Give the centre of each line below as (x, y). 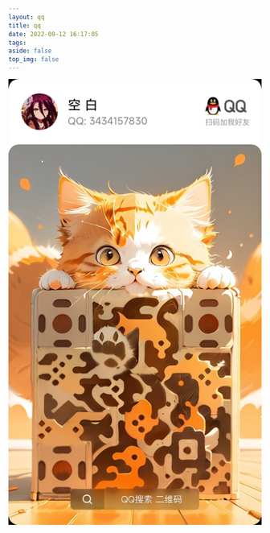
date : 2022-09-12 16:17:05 (53, 34)
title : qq (25, 25)
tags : (17, 43)
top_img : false (34, 60)
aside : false (30, 51)
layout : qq (27, 17)
